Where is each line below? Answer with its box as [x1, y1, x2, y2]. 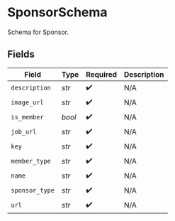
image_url [11, 99, 44, 107]
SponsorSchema [7, 4, 108, 21]
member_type [11, 157, 52, 166]
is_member [11, 113, 44, 122]
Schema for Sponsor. [7, 28, 69, 36]
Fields [7, 48, 35, 60]
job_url [11, 128, 37, 136]
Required [86, 69, 118, 79]
